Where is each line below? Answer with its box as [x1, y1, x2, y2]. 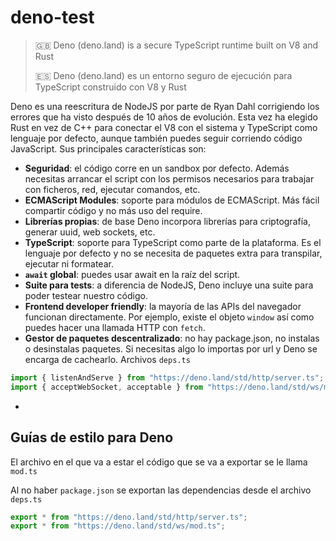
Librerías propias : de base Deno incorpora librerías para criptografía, [24, 215, 311, 227]
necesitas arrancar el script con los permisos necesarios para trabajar [24, 172, 315, 185]
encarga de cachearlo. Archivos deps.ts [24, 353, 191, 365]
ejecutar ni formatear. [24, 257, 114, 270]
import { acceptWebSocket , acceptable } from [10, 382, 203, 392]
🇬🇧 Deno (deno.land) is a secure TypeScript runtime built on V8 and [34, 39, 319, 51]
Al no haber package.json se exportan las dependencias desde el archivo [10, 484, 312, 496]
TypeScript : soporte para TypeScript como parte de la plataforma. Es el [24, 236, 322, 248]
